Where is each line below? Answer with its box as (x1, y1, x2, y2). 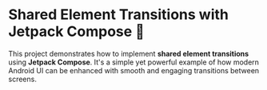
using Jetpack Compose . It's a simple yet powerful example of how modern (8, 57, 260, 67)
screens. (8, 74, 38, 84)
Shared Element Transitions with (8, 6, 229, 24)
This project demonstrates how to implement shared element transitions (8, 49, 249, 58)
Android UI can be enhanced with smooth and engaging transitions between (8, 65, 260, 75)
